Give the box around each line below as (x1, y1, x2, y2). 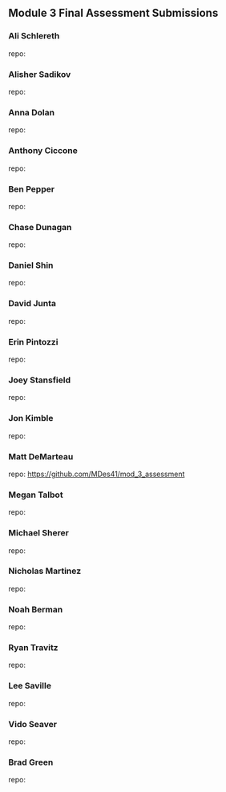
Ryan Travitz (8, 642, 59, 653)
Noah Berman (8, 604, 63, 615)
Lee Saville (8, 681, 52, 692)
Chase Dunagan (8, 221, 72, 232)
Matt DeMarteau (8, 451, 74, 462)
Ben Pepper (8, 184, 54, 195)
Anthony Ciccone (8, 145, 79, 156)
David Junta (8, 298, 56, 309)
